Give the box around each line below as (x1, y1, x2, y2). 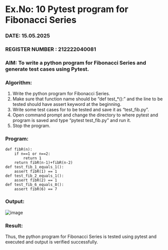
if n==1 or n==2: (14, 151, 51, 156)
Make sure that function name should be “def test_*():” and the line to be (12, 96, 163, 102)
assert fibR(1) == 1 (14, 169, 57, 174)
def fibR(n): (5, 147, 33, 152)
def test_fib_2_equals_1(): (5, 173, 64, 178)
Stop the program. (12, 122, 51, 129)
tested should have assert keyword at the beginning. (12, 101, 122, 107)
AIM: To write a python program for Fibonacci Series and (5, 59, 146, 66)
